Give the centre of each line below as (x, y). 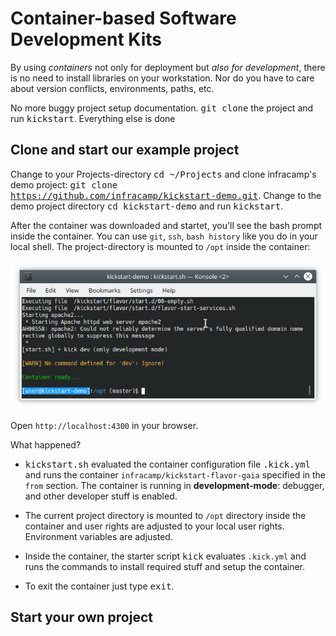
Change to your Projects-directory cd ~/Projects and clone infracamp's (163, 174)
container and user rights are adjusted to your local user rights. (154, 526)
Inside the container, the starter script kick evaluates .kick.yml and (165, 556)
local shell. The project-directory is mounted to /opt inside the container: (160, 246)
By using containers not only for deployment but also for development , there (168, 67)
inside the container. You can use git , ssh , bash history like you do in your (164, 236)
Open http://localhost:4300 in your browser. (104, 426)
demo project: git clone (64, 184)
